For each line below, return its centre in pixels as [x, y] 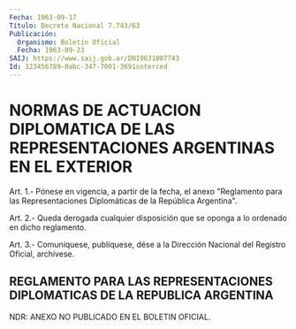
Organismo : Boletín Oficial [69, 42]
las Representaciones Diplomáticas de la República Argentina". [123, 201]
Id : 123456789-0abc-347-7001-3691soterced [88, 67]
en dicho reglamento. [48, 227]
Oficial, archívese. [42, 254]
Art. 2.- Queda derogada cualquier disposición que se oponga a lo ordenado [148, 218]
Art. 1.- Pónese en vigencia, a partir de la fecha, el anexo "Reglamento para [146, 191]
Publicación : [33, 34]
